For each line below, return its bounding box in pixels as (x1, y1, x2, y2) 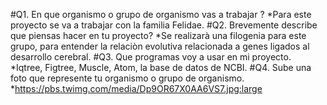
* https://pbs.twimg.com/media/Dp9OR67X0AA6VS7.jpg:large (10, 83, 263, 94)
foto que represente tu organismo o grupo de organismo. (10, 72, 245, 84)
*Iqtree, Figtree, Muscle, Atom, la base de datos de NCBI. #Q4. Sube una (10, 62, 312, 73)
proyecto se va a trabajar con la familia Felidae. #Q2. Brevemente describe (10, 19, 318, 31)
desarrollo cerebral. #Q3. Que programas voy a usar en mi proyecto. (10, 51, 292, 63)
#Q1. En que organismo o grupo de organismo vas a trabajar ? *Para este (10, 9, 312, 20)
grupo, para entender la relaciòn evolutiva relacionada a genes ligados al (10, 40, 310, 52)
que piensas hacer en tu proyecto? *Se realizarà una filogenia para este (10, 30, 307, 41)
